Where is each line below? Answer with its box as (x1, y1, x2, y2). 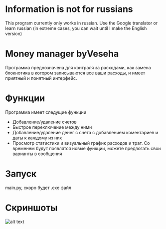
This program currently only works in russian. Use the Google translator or (5, 20, 158, 26)
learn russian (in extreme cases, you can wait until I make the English (5, 25, 147, 31)
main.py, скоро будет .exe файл (5, 185, 71, 191)
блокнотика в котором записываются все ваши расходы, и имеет (5, 70, 146, 76)
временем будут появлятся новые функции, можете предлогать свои (12, 145, 161, 151)
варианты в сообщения (12, 151, 62, 157)
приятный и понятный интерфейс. (5, 75, 77, 81)
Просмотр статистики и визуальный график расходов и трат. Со (12, 140, 150, 146)
